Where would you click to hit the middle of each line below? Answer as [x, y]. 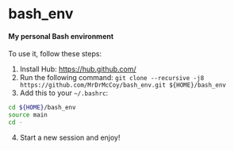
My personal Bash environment [61, 36]
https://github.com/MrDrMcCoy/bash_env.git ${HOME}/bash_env [123, 85]
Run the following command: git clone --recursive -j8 [112, 78]
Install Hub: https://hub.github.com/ [78, 69]
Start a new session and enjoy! [70, 138]
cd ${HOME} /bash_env [42, 108]
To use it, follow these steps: [55, 54]
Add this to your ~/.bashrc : [64, 93]
